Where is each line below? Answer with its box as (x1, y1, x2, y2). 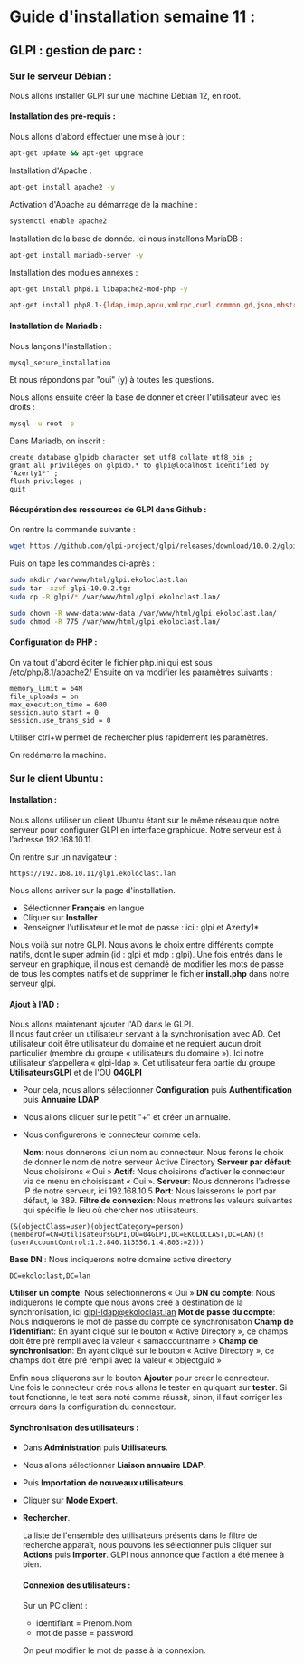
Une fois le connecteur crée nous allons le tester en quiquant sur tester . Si (9, 1382, 288, 1393)
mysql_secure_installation (9, 358, 111, 367)
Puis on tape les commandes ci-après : (9, 558, 156, 569)
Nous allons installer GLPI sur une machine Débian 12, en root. (9, 90, 242, 101)
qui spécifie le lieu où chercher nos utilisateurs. (22, 1204, 199, 1216)
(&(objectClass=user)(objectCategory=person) (9, 1222, 184, 1232)
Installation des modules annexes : (9, 267, 138, 277)
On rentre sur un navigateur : (9, 852, 118, 862)
